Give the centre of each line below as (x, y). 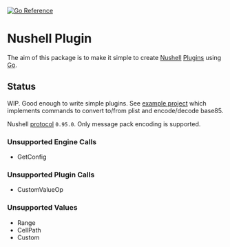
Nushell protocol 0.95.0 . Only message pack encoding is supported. (104, 123)
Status (22, 87)
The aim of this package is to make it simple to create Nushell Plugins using (114, 57)
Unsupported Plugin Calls (51, 175)
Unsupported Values (42, 208)
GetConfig (32, 157)
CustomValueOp (40, 190)
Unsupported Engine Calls (52, 141)
